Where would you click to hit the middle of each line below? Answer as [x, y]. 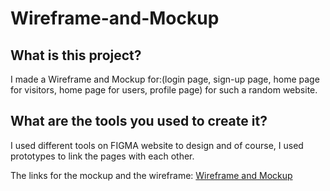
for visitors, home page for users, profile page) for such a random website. [164, 90]
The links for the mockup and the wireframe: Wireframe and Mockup [151, 175]
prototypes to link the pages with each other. [102, 156]
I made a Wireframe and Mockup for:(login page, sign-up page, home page [165, 79]
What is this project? [76, 55]
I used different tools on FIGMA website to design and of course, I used [157, 145]
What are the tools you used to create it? [139, 121]
